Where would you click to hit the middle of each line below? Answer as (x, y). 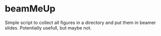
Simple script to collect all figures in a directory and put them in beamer (80, 22)
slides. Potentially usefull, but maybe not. (48, 27)
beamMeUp (30, 9)
